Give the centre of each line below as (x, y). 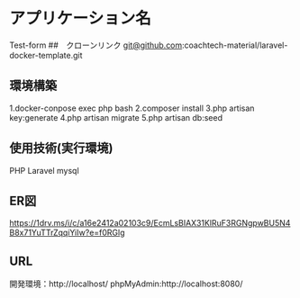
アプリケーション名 (80, 18)
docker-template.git (46, 55)
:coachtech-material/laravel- (235, 45)
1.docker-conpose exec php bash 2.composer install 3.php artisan (132, 108)
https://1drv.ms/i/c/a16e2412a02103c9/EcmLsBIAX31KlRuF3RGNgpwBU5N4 (150, 223)
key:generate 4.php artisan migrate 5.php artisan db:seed (116, 117)
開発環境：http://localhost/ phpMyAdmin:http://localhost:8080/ (126, 284)
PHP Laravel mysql (44, 170)
